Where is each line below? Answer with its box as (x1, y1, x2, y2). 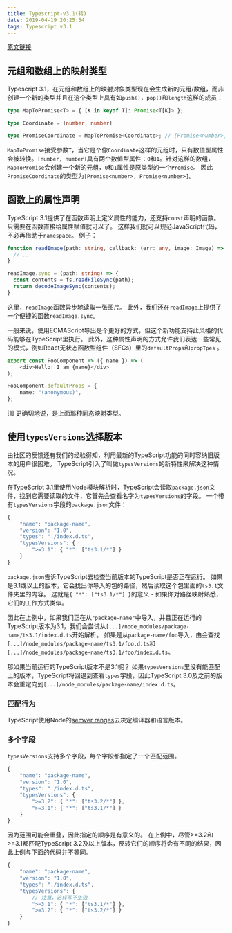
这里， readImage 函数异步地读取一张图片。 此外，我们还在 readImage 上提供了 (7, 303, 222, 311)
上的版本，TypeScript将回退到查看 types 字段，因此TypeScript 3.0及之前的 (7, 671, 216, 679)
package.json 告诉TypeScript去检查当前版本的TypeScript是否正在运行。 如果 (7, 572, 223, 580)
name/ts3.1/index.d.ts (7, 632, 72, 639)
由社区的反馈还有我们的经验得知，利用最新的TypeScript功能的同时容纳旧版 (7, 451, 220, 459)
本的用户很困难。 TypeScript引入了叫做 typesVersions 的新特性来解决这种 (7, 459, 213, 468)
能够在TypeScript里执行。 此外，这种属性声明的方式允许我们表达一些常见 (12, 335, 222, 343)
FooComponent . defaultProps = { (7, 382, 97, 390)
